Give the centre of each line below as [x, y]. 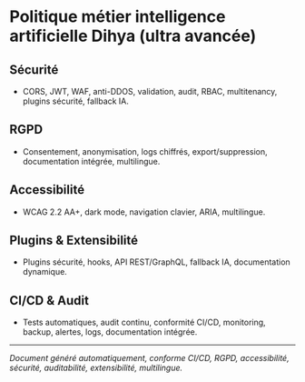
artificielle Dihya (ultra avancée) [133, 36]
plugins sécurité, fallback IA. [76, 101]
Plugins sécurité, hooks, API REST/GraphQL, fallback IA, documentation [156, 262]
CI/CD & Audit [49, 301]
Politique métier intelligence [118, 17]
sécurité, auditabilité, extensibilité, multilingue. [96, 368]
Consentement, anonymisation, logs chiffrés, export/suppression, [145, 151]
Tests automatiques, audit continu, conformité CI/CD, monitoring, [144, 322]
